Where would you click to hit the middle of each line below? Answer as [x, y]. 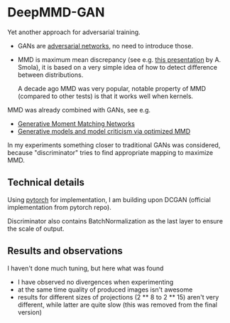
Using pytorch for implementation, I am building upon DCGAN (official [109, 199]
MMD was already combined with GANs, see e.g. [79, 110]
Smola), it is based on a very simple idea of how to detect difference [117, 67]
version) [30, 312]
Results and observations [65, 251]
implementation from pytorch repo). [59, 207]
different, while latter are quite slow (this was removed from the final [117, 305]
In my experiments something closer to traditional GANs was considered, [114, 145]
